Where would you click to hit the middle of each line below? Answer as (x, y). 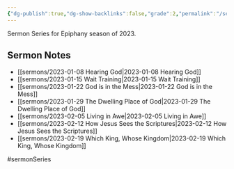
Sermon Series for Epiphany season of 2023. (72, 33)
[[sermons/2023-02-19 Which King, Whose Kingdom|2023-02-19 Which (122, 138)
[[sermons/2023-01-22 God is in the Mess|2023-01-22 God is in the (115, 87)
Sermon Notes (39, 55)
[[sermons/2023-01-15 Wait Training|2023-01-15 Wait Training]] (109, 79)
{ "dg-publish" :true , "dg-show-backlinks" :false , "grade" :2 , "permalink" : (112, 14)
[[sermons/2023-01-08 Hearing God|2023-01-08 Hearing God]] (109, 72)
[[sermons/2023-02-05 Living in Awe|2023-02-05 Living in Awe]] (112, 116)
